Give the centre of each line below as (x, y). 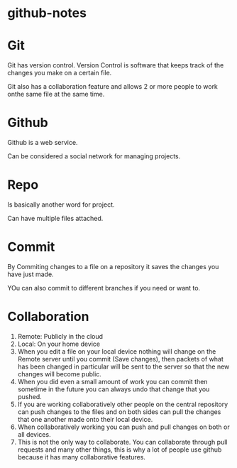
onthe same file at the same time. (56, 94)
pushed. (30, 396)
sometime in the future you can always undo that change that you (114, 389)
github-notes (47, 13)
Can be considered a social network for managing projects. (94, 156)
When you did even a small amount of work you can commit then (112, 381)
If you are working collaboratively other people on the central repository (123, 404)
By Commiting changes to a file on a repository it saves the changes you (113, 266)
